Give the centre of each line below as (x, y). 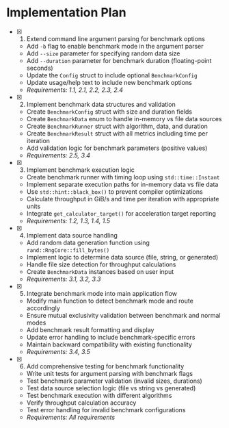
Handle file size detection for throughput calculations (101, 264)
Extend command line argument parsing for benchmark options (116, 38)
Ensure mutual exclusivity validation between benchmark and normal (123, 315)
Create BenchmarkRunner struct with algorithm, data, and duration (117, 126)
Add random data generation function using (88, 242)
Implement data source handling (72, 235)
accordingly (43, 308)
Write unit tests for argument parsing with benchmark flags (109, 373)
